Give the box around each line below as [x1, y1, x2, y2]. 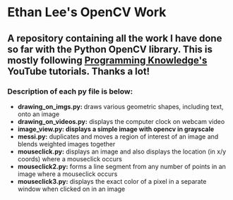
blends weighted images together [17, 139, 116, 148]
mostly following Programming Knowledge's [7, 54, 208, 66]
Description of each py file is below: [7, 86, 133, 96]
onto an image [17, 110, 60, 118]
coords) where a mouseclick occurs [17, 154, 122, 163]
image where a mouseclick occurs [17, 170, 118, 178]
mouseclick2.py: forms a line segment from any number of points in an [17, 162, 226, 170]
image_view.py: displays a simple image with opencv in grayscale [17, 125, 215, 133]
